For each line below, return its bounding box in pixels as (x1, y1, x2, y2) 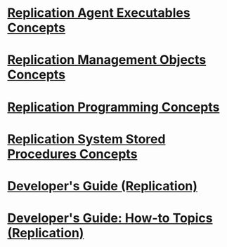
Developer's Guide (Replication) (7, 178, 198, 194)
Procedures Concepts (7, 146, 138, 162)
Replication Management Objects (7, 52, 207, 68)
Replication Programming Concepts (7, 99, 220, 115)
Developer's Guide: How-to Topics (7, 211, 213, 226)
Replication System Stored (7, 131, 166, 147)
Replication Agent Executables (7, 5, 191, 21)
